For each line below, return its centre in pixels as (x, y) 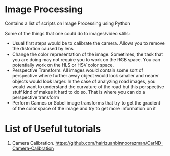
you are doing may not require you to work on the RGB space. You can (86, 59)
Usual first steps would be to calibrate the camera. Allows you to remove (89, 43)
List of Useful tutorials (53, 129)
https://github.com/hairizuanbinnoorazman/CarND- (110, 143)
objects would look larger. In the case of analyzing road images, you (84, 81)
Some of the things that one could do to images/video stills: (67, 33)
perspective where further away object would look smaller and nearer (86, 75)
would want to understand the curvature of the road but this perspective (88, 86)
